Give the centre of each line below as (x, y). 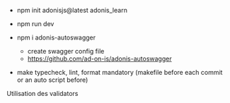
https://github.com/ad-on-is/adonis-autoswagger (99, 59)
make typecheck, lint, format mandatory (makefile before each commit (120, 72)
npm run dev (35, 24)
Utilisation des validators (42, 93)
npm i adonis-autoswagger (56, 37)
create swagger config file (66, 51)
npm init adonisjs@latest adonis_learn (72, 10)
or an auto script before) (52, 80)
